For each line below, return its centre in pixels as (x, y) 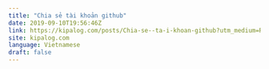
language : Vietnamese (44, 45)
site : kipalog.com (39, 38)
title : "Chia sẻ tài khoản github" (68, 15)
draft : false (30, 52)
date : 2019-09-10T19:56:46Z (55, 23)
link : (17, 30)
